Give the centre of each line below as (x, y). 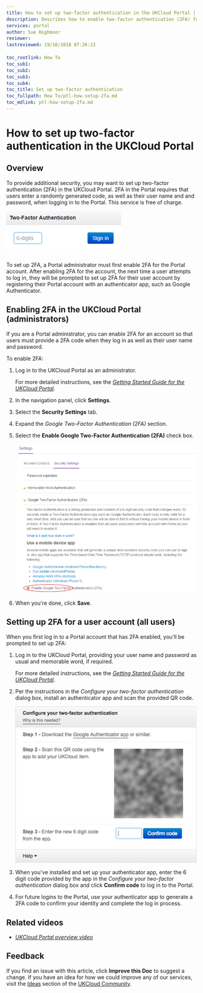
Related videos (35, 922)
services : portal (28, 25)
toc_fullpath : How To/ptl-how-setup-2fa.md (62, 96)
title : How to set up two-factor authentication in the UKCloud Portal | (101, 13)
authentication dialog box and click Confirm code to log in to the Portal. (105, 885)
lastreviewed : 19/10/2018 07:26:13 (51, 45)
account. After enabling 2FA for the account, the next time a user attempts (99, 271)
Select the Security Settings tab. (56, 412)
